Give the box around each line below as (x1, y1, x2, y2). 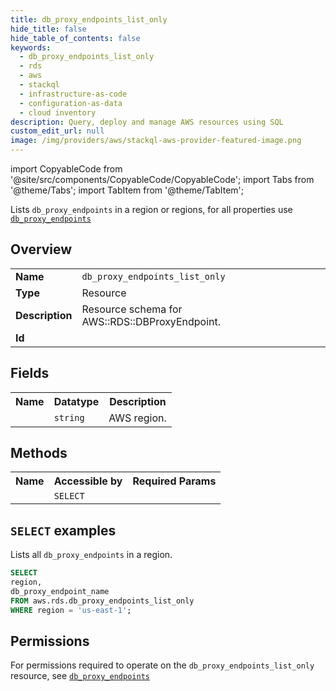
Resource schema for (81, 302, 183, 316)
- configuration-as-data (19, 98, 123, 108)
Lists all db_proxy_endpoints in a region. (10, 549, 173, 561)
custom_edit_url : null (10, 126, 105, 136)
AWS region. (108, 411, 167, 425)
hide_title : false (10, 24, 87, 34)
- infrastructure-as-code (19, 89, 128, 99)
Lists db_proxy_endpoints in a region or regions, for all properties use (10, 204, 293, 215)
